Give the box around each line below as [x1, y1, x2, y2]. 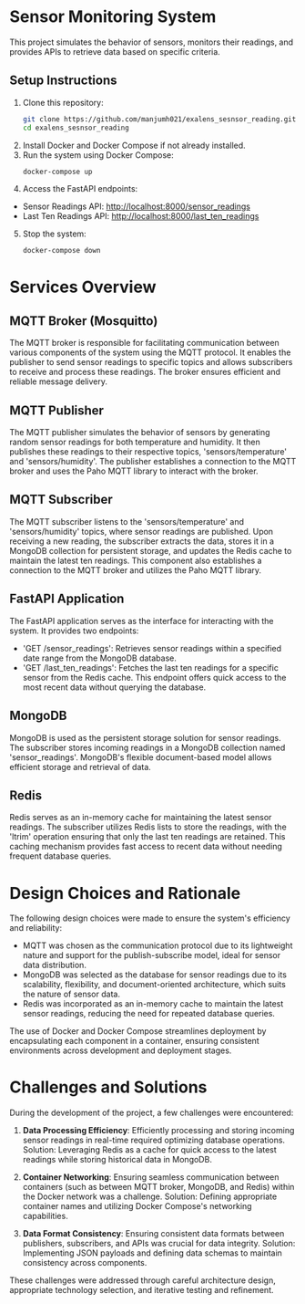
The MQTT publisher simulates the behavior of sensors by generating [9, 427, 270, 438]
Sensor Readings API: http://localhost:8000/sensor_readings [22, 201, 250, 212]
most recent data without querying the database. [22, 682, 207, 693]
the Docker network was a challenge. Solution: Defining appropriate [22, 1191, 278, 1202]
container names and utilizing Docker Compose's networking [22, 1201, 252, 1212]
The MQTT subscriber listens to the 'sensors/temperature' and [9, 516, 244, 527]
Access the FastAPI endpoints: [22, 183, 138, 194]
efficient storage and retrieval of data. [9, 761, 152, 772]
